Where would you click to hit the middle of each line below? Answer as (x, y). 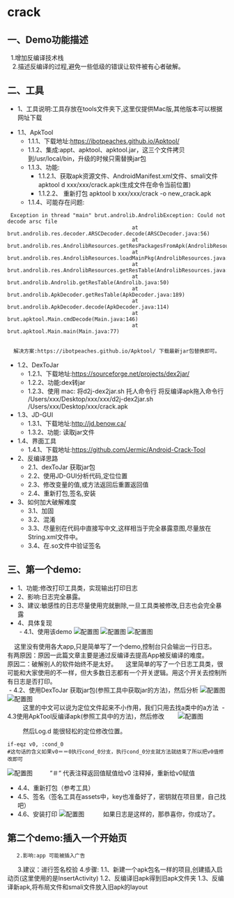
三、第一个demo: (44, 570)
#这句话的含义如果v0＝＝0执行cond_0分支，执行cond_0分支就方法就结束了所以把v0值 (113, 751)
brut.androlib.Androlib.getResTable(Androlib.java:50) (88, 282)
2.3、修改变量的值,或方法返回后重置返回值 (88, 484)
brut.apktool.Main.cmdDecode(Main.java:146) (73, 319)
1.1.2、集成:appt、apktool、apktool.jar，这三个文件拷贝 (107, 149)
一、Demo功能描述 (48, 39)
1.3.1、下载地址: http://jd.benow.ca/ (77, 423)
